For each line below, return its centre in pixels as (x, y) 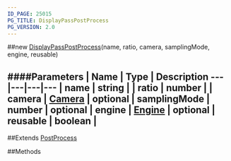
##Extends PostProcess (42, 138)
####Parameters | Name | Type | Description (108, 77)
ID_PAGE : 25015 (30, 14)
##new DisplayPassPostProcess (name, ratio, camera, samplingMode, (109, 47)
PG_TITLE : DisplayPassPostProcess (58, 20)
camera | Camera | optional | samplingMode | (109, 99)
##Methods (24, 152)
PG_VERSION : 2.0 (31, 27)
